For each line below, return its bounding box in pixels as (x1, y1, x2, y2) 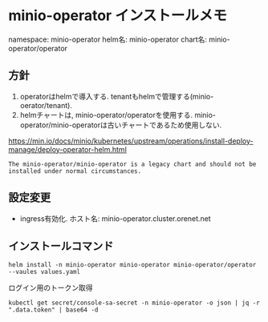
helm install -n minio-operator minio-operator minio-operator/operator (8, 261, 257, 269)
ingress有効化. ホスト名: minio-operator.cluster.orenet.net (19, 213, 211, 223)
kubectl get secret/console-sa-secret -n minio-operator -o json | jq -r (8, 299, 261, 308)
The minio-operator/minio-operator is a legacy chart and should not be (8, 160, 257, 168)
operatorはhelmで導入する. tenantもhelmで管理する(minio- (19, 91, 214, 101)
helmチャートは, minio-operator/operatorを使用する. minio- (19, 110, 217, 119)
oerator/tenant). (19, 100, 72, 110)
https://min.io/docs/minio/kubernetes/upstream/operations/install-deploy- (8, 136, 254, 146)
